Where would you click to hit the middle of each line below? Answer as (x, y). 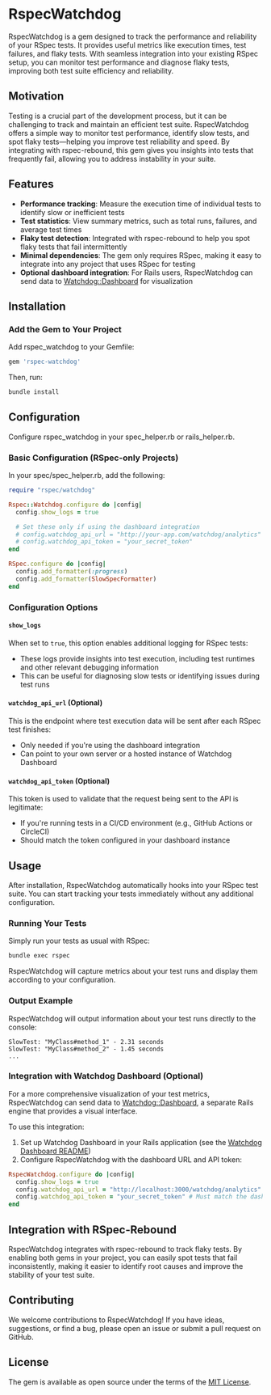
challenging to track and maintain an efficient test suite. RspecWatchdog (129, 124)
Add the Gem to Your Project (65, 329)
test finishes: (29, 729)
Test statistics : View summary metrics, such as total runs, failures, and (138, 221)
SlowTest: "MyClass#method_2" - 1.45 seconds (86, 1049)
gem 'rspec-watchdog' (45, 362)
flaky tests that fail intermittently (73, 247)
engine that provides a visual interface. (73, 1111)
